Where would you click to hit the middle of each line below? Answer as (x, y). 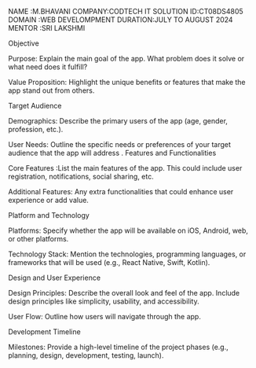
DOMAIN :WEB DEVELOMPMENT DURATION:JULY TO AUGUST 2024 (121, 20)
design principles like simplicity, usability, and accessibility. (104, 301)
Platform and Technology (49, 215)
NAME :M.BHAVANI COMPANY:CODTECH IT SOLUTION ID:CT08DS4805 (126, 11)
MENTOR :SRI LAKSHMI (47, 28)
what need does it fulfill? (48, 67)
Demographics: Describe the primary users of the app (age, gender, (118, 121)
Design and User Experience (54, 278)
